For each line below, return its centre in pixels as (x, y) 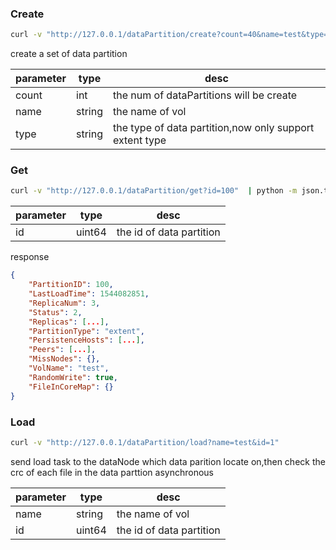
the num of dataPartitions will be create (205, 95)
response (30, 257)
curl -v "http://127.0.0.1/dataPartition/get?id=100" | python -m (154, 191)
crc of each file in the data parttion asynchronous (112, 472)
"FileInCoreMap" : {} (71, 387)
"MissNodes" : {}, (64, 359)
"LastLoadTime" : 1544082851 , (89, 294)
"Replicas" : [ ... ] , (69, 322)
